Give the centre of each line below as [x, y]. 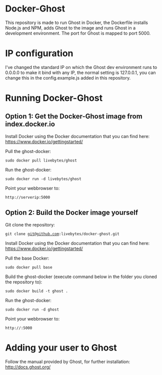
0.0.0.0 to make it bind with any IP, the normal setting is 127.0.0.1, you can [80, 72]
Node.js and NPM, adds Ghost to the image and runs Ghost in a [70, 27]
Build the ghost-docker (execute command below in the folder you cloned [81, 276]
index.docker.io [30, 124]
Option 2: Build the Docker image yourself [72, 213]
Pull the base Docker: [27, 258]
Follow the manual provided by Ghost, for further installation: [68, 361]
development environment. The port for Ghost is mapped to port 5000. [78, 33]
